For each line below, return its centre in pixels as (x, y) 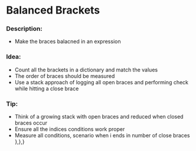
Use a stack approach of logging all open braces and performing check (102, 82)
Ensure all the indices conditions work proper (70, 129)
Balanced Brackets (53, 10)
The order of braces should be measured (65, 76)
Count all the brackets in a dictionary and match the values (86, 70)
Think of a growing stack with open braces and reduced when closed (99, 117)
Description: (24, 29)
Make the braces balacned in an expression (68, 41)
